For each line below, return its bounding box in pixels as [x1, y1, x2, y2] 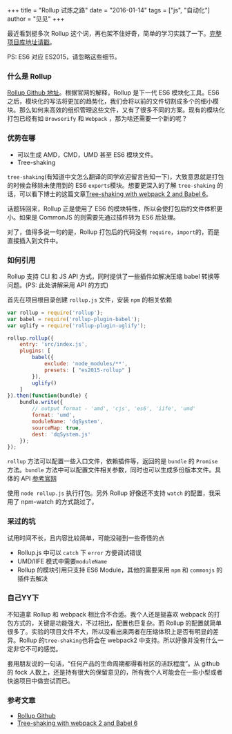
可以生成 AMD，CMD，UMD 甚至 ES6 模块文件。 [17, 151, 157, 159]
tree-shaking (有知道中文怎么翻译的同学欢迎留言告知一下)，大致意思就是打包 [7, 172, 224, 181]
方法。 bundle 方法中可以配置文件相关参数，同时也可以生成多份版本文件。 [7, 465, 215, 474]
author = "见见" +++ [7, 15, 65, 23]
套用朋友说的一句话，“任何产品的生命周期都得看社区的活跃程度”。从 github [7, 659, 220, 668]
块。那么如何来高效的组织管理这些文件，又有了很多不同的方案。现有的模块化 [7, 106, 225, 114]
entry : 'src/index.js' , [19, 341, 88, 348]
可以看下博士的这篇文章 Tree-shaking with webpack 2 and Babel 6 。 [19, 189, 213, 198]
